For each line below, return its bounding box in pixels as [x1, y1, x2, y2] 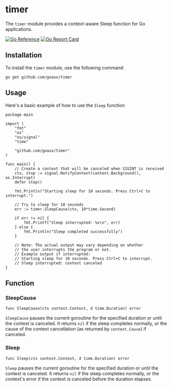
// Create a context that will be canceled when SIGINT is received [14, 166, 164, 171]
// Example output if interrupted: [14, 251, 91, 256]
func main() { [5, 161, 36, 167]
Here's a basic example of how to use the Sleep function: [5, 102, 126, 108]
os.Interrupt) [5, 175, 36, 180]
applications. [5, 26, 32, 32]
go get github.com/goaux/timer [5, 75, 72, 80]
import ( [5, 121, 24, 126]
